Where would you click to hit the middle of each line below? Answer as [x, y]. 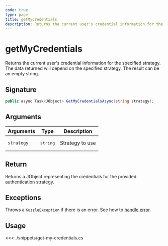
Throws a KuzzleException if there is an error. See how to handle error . [78, 210]
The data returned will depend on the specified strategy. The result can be [82, 68]
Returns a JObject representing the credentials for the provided [71, 176]
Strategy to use [78, 143]
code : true [17, 10]
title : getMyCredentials [31, 19]
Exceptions [23, 198]
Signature [21, 90]
